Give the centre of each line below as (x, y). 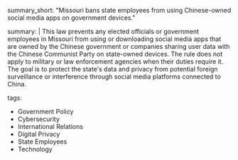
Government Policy (45, 112)
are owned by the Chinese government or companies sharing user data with (119, 46)
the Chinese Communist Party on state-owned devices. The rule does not (115, 54)
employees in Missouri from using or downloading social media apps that (114, 39)
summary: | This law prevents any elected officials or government (103, 32)
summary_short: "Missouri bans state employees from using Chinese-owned (119, 10)
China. (17, 84)
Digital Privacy (39, 134)
